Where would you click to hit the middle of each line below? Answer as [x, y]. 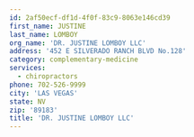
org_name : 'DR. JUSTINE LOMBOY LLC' [78, 43]
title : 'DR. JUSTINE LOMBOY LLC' [72, 118]
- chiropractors [48, 77]
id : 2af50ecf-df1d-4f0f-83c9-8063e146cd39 [90, 18]
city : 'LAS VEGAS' [44, 93]
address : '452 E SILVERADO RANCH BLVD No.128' [98, 51]
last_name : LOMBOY [44, 34]
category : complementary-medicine [74, 59]
